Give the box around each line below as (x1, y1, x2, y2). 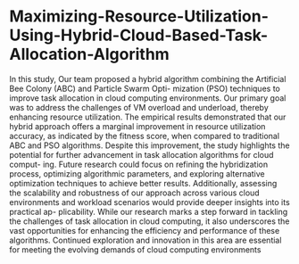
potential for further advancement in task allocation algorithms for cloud (9, 149, 274, 160)
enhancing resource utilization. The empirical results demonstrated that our (9, 111, 287, 122)
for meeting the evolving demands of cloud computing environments (9, 243, 262, 255)
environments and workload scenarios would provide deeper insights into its (9, 196, 290, 207)
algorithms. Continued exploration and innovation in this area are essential (9, 235, 282, 245)
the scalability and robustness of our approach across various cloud (9, 187, 261, 198)
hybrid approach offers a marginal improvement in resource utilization (9, 120, 266, 131)
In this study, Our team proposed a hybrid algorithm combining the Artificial (9, 73, 287, 84)
